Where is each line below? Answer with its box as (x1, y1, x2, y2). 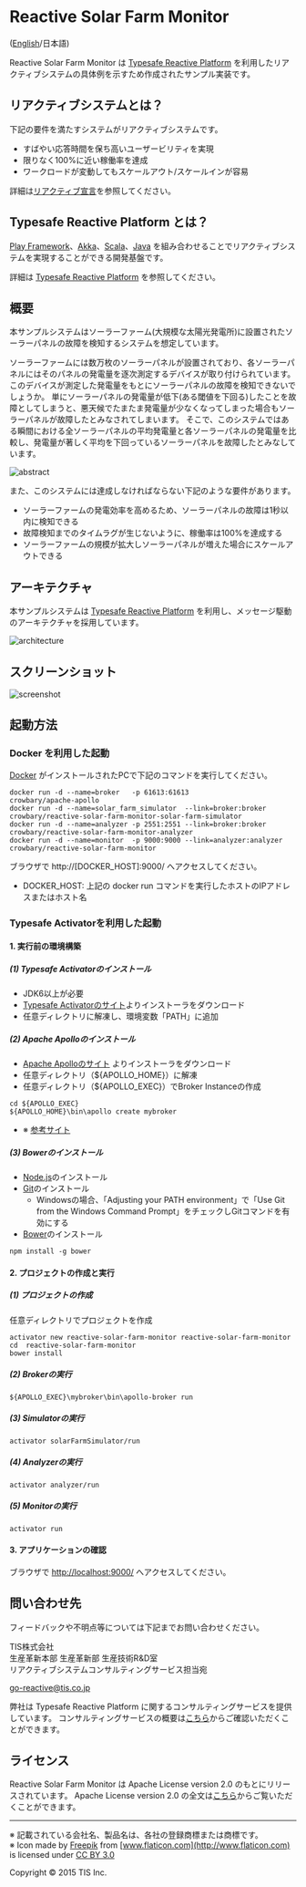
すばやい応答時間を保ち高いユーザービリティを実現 (22, 143, 214, 154)
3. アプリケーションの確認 (9, 1544, 107, 1556)
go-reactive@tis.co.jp (9, 1682, 91, 1693)
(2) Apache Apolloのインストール (9, 1033, 137, 1044)
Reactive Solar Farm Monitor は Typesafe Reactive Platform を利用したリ (9, 57, 282, 67)
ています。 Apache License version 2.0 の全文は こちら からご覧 (33, 1790, 270, 1801)
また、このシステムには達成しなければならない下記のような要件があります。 (9, 485, 296, 496)
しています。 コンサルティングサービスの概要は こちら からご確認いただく (9, 1712, 282, 1723)
